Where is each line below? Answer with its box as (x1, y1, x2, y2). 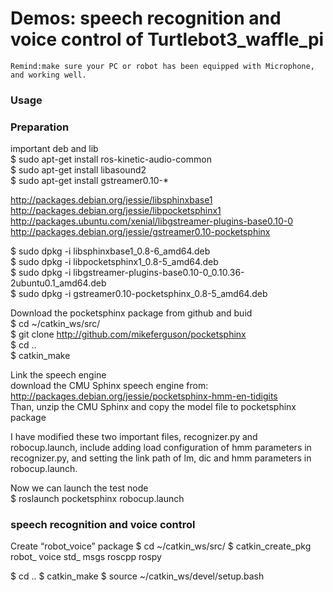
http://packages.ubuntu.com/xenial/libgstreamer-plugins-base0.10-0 (10, 215, 294, 227)
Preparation (10, 120, 70, 134)
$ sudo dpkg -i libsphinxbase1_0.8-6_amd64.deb (10, 245, 211, 257)
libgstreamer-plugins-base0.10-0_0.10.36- (73, 267, 245, 279)
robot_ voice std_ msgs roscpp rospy (10, 551, 162, 563)
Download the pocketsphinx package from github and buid (10, 307, 253, 319)
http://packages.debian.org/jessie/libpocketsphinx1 (10, 205, 222, 217)
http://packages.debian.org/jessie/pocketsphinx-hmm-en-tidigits (10, 390, 278, 402)
